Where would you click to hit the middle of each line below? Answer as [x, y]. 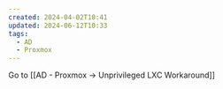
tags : [18, 33]
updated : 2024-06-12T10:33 [58, 26]
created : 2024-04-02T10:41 [58, 17]
